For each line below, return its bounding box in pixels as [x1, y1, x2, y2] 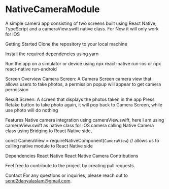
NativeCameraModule [5, 4, 100, 15]
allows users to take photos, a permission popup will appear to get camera [5, 81, 161, 87]
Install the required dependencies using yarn [5, 51, 99, 57]
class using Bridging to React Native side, [5, 128, 92, 134]
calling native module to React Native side [5, 143, 93, 149]
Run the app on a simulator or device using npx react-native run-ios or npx [5, 60, 161, 66]
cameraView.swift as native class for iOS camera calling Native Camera [5, 122, 154, 128]
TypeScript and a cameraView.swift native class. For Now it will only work [5, 25, 159, 31]
